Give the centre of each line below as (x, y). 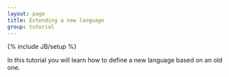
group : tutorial (31, 27)
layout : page (26, 14)
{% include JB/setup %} (42, 47)
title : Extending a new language (56, 20)
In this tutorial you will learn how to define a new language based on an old (115, 60)
